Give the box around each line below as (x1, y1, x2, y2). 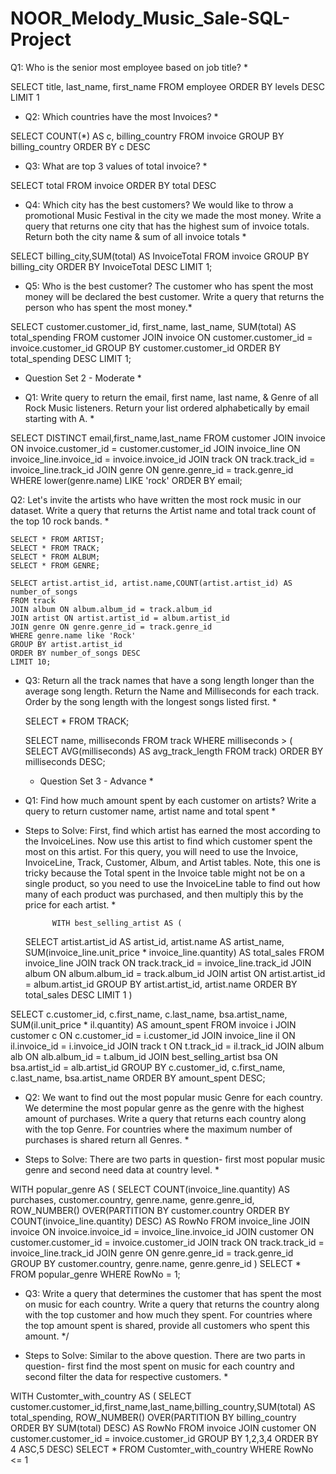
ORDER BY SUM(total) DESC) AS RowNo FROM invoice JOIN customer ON (10, 1422, 317, 1434)
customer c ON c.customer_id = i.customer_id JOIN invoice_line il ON (10, 1029, 296, 1041)
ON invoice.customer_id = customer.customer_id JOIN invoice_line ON (10, 442, 301, 454)
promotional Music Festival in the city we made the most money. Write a (24, 209, 322, 221)
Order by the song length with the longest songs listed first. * (24, 695, 277, 707)
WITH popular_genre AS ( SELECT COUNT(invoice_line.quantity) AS (10, 1183, 290, 1195)
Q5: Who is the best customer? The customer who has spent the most (24, 280, 314, 292)
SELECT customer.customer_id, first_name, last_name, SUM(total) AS (10, 320, 297, 332)
